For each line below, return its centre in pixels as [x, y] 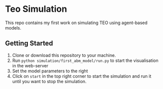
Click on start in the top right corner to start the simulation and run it [82, 76]
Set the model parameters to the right [50, 71]
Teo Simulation [36, 9]
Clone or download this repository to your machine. [64, 55]
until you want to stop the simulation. [49, 81]
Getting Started [29, 44]
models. [13, 28]
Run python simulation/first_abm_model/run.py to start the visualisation [85, 60]
